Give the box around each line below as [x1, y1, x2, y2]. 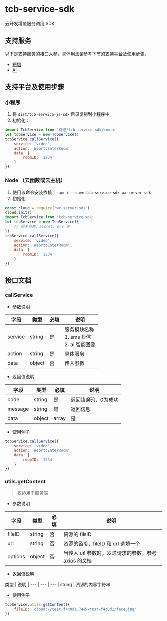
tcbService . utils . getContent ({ [5, 602, 70, 607]
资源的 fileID [63, 531, 92, 538]
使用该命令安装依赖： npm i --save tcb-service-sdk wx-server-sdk [12, 189, 151, 195]
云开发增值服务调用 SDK [5, 20, 55, 26]
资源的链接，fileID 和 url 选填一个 [63, 540, 141, 547]
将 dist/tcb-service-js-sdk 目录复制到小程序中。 [12, 111, 114, 117]
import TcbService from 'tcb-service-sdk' [5, 215, 94, 220]
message [7, 405, 29, 412]
